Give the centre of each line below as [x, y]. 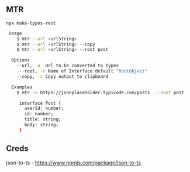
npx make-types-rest [31, 23]
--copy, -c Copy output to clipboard [63, 76]
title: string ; [43, 119]
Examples [22, 87]
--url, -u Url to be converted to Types [68, 66]
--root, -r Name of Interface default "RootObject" [83, 71]
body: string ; [42, 125]
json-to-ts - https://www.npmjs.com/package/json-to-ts [74, 163]
